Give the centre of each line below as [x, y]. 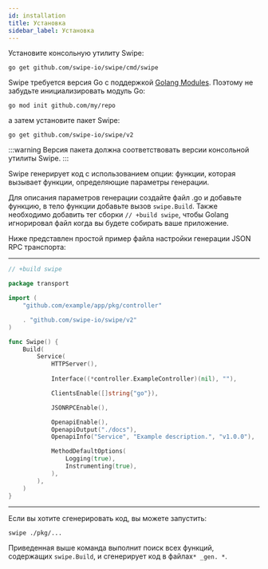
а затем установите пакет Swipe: [64, 121]
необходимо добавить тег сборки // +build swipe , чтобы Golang [118, 215]
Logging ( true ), [90, 459]
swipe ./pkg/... [35, 533]
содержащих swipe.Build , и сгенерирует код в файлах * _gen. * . [118, 556]
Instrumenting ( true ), [101, 466]
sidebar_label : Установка [51, 30]
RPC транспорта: [37, 247]
